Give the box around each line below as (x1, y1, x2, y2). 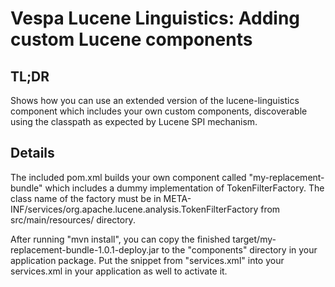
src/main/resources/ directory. (10, 213, 136, 226)
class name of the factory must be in (10, 192, 162, 204)
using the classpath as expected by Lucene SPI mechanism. (10, 116, 258, 127)
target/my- (232, 233, 277, 245)
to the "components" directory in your (161, 243, 318, 256)
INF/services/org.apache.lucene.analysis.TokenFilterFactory (10, 203, 259, 215)
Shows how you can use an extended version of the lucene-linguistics (10, 95, 300, 106)
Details (10, 145, 55, 162)
